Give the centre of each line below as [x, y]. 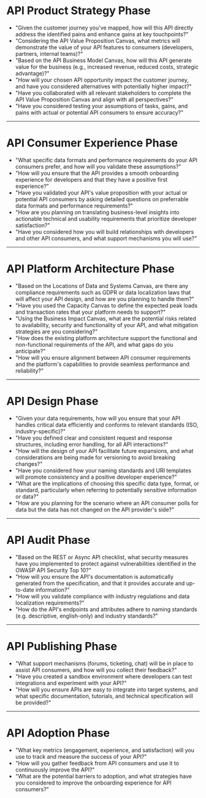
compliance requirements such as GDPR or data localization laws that [103, 292]
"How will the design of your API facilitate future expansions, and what [104, 451]
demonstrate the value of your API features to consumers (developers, [104, 47]
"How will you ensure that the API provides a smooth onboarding [97, 173]
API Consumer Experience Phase [92, 143]
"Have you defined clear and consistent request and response [94, 438]
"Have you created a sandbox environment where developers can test [104, 676]
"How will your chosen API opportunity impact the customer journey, [102, 80]
